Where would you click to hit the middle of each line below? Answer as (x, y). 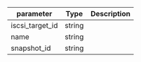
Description (111, 14)
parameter (34, 14)
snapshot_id (31, 48)
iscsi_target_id (34, 25)
